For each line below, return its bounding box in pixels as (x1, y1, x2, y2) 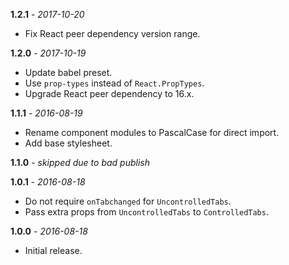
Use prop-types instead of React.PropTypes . (24, 77, 205, 89)
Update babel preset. (24, 67, 113, 78)
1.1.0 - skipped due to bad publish (10, 157, 150, 168)
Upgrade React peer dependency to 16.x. (24, 88, 195, 99)
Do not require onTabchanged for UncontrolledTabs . (24, 195, 232, 207)
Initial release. (24, 245, 83, 256)
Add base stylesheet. (24, 137, 113, 149)
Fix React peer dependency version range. (24, 28, 201, 39)
